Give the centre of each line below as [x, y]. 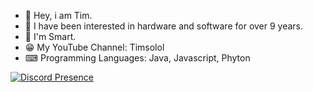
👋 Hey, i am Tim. [58, 15]
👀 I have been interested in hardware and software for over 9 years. [164, 26]
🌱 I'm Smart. [50, 36]
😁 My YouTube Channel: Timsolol [94, 47]
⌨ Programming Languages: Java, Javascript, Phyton [137, 58]
